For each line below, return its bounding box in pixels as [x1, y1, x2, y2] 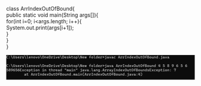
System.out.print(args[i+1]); [6, 24, 74, 31]
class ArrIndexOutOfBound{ [6, 5, 75, 12]
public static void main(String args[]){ [6, 11, 99, 19]
